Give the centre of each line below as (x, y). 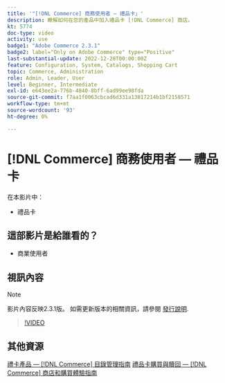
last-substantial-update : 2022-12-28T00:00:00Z (77, 59)
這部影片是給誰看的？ (53, 235)
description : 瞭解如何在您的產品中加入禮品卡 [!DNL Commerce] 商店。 (100, 20)
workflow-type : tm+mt (38, 104)
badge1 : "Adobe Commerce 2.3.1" (54, 46)
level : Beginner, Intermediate (52, 84)
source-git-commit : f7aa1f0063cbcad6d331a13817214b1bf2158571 (99, 98)
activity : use (28, 39)
